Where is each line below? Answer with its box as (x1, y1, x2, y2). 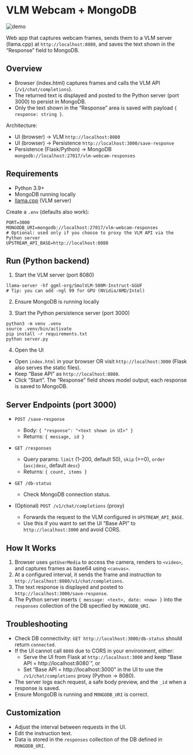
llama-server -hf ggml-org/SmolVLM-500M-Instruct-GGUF (6, 283, 143, 289)
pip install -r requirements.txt (6, 331, 88, 337)
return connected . (14, 641, 57, 648)
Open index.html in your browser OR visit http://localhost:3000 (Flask (14, 358, 187, 365)
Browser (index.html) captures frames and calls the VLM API (14, 79, 161, 86)
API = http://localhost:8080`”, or (23, 659, 101, 666)
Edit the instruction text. (14, 729, 73, 736)
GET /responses (14, 445, 52, 451)
